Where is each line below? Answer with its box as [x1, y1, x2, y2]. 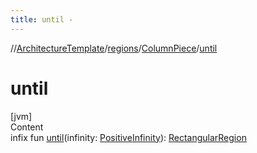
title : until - [10, 14, 74, 25]
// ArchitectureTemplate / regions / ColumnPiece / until [10, 42, 218, 54]
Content [10, 121, 44, 133]
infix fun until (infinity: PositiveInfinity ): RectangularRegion [10, 131, 247, 143]
